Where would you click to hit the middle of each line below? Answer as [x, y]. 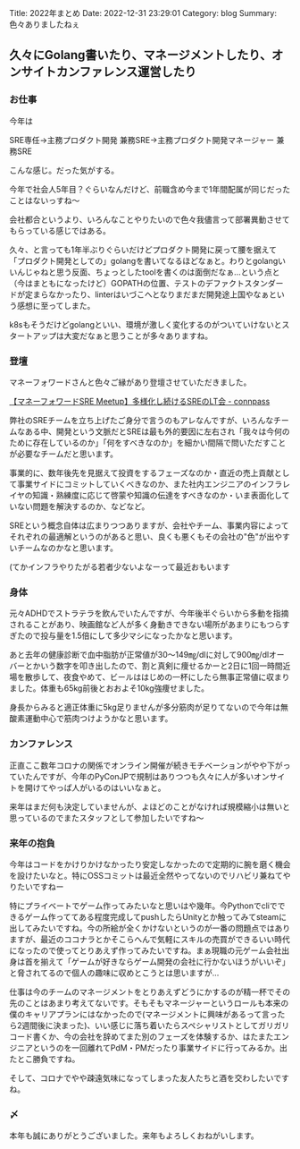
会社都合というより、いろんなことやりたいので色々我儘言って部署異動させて [150, 219]
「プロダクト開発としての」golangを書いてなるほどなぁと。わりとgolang [144, 260]
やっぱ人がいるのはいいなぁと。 [107, 787]
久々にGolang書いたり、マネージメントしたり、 [141, 55]
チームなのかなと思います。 [67, 548]
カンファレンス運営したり [126, 72]
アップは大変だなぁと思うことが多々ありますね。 [122, 336]
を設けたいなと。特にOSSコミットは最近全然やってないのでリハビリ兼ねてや [150, 875]
